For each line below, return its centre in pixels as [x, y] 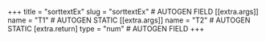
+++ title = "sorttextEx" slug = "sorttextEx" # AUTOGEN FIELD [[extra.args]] [133, 12]
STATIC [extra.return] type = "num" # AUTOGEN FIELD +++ [106, 29]
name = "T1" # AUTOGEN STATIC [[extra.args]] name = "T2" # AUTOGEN [129, 20]
